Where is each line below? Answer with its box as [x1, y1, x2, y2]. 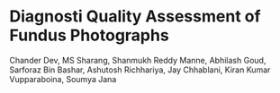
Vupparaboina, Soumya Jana [9, 73, 117, 84]
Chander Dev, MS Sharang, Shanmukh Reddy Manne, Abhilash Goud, [9, 55, 266, 65]
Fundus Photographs [9, 25, 169, 46]
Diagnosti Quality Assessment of [9, 6, 261, 27]
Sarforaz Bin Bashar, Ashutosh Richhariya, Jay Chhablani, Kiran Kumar [9, 64, 271, 75]
